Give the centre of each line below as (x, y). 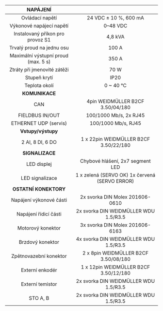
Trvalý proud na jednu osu (39, 48)
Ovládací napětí (39, 18)
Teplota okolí (39, 86)
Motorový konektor (39, 228)
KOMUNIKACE (39, 93)
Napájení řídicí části (39, 214)
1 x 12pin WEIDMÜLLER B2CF (115, 267)
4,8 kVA (115, 37)
